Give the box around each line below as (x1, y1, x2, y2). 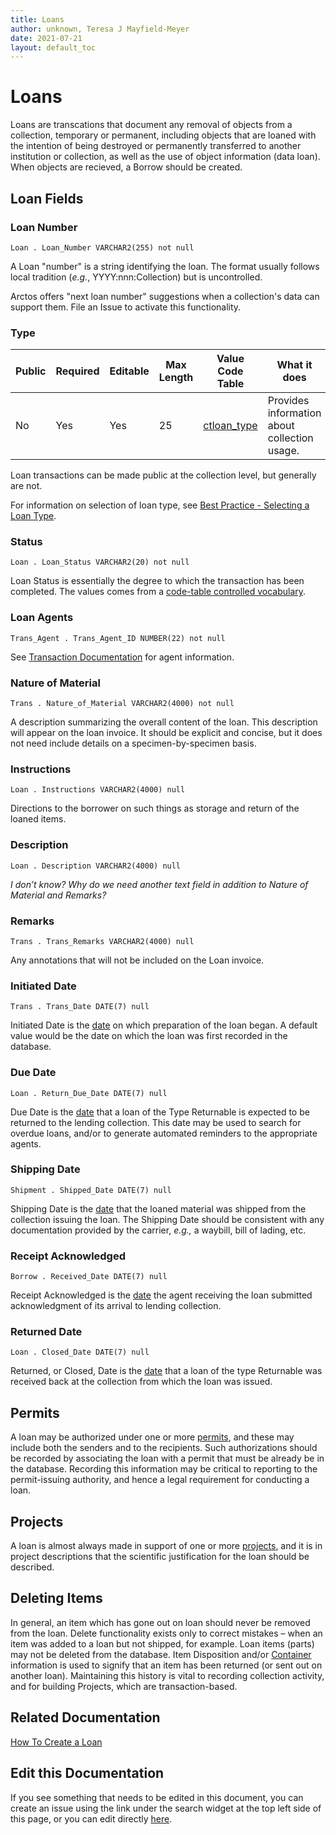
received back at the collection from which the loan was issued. (10, 1376, 273, 1388)
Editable (109, 364, 150, 378)
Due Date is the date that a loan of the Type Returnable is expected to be (10, 1106, 310, 1118)
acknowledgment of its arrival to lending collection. (10, 1300, 222, 1312)
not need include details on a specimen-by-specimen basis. (10, 737, 257, 750)
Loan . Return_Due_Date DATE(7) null (10, 1088, 168, 1098)
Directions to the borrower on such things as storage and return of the (10, 802, 300, 815)
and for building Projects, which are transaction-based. (10, 1680, 238, 1692)
